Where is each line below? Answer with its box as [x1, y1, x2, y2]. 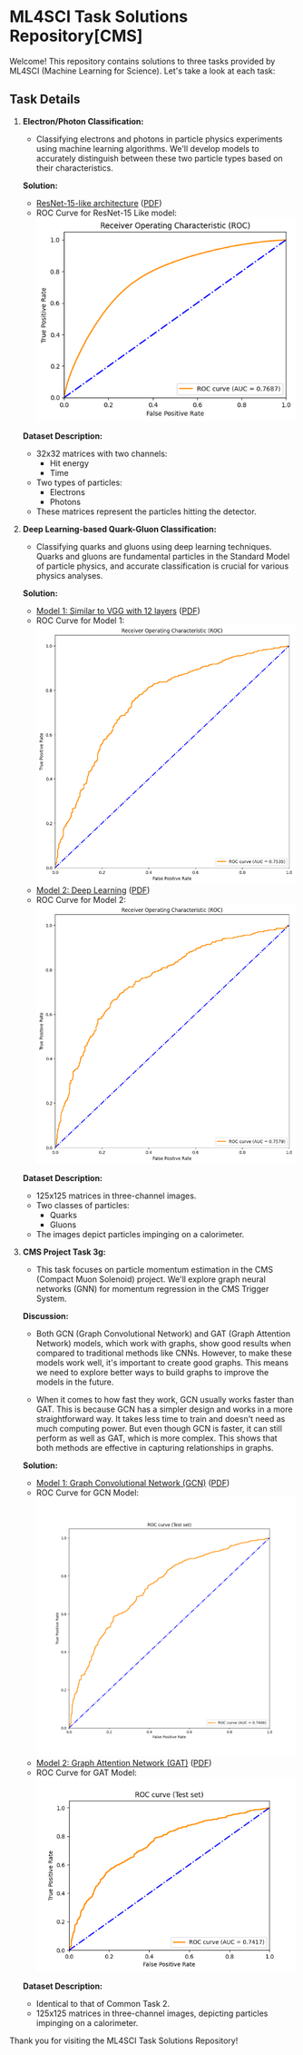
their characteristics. [35, 162, 113, 174]
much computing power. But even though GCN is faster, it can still [35, 1423, 283, 1434]
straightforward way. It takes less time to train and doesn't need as [35, 1413, 286, 1424]
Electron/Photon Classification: [22, 115, 144, 126]
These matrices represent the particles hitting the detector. [35, 506, 257, 517]
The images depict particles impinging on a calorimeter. [35, 1228, 245, 1239]
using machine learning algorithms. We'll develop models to [35, 143, 260, 154]
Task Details [9, 92, 81, 107]
